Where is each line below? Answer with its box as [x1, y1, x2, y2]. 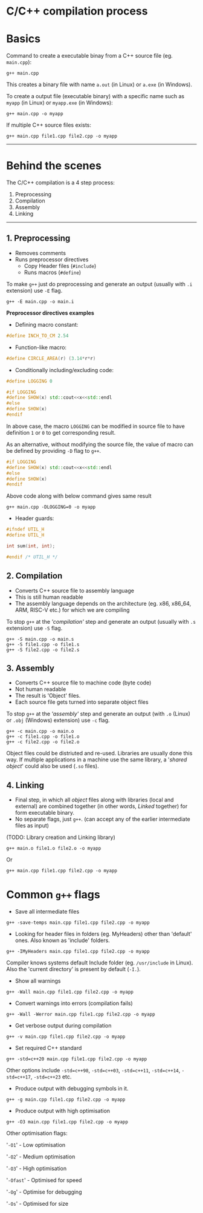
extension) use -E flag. [6, 287, 63, 294]
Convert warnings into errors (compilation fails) [14, 1000, 133, 1007]
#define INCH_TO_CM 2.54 [6, 332, 69, 339]
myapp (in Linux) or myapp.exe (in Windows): [6, 99, 113, 107]
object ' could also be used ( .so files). [6, 763, 99, 770]
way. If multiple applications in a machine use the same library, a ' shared [6, 756, 187, 763]
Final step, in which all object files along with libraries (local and [14, 796, 174, 804]
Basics [6, 32, 41, 46]
